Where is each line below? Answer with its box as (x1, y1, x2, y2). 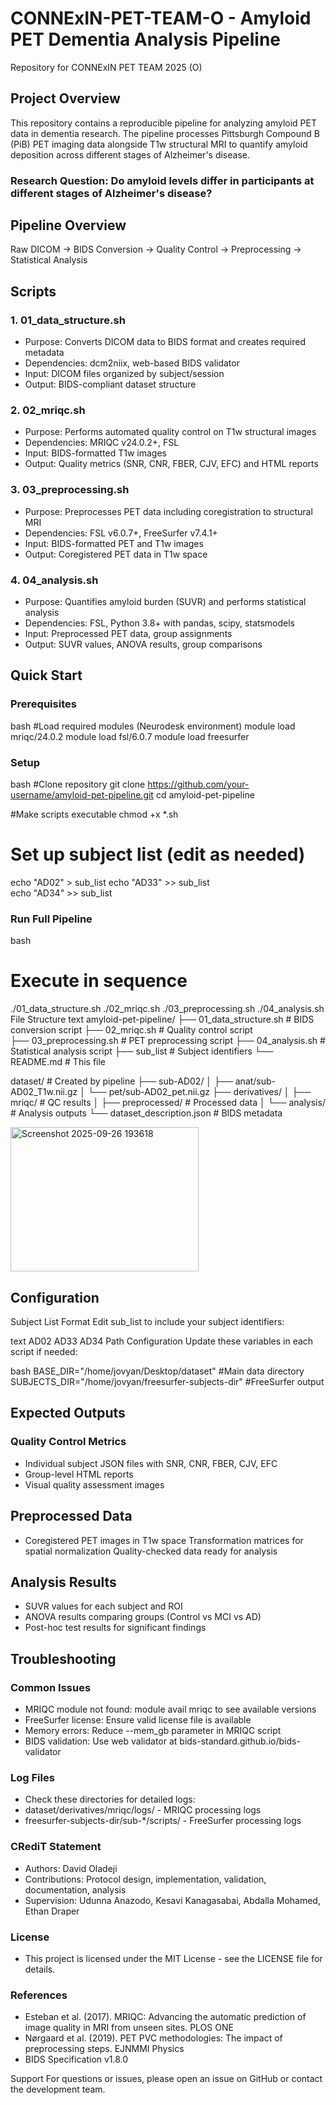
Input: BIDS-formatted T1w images (24, 447, 167, 459)
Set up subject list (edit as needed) (10, 843, 306, 866)
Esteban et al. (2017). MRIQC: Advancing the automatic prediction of (24, 2011, 307, 2023)
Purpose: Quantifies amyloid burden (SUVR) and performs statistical (24, 596, 307, 608)
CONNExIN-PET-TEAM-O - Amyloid (10, 7, 312, 30)
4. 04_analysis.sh (10, 573, 99, 587)
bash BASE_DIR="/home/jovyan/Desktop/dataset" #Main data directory (10, 1365, 305, 1377)
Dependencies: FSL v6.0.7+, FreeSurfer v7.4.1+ (24, 527, 218, 539)
